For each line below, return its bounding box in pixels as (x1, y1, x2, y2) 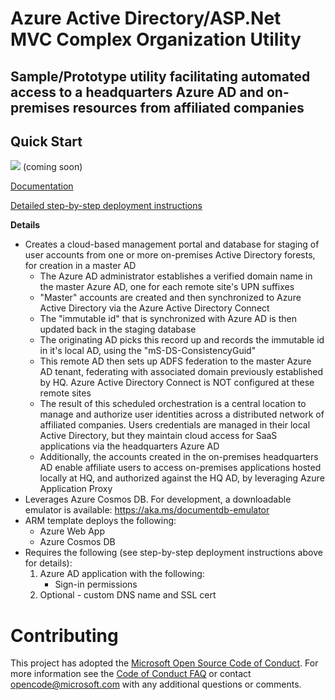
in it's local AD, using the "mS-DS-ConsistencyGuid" (39, 345, 257, 357)
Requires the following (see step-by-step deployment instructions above (24, 547, 323, 559)
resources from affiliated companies (72, 99, 305, 116)
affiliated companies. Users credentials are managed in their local (39, 419, 311, 431)
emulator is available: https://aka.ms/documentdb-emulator (24, 504, 270, 516)
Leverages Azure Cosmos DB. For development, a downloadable (24, 493, 292, 506)
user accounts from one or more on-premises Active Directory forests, (24, 249, 316, 261)
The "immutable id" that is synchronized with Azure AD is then (39, 313, 297, 325)
